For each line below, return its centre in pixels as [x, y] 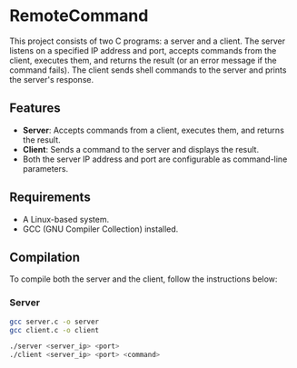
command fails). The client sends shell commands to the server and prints [148, 70]
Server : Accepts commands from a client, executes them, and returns [153, 130]
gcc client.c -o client [54, 330]
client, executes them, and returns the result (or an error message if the [143, 60]
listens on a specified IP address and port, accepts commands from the [143, 50]
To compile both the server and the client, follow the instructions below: [144, 279]
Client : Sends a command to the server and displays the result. [141, 149]
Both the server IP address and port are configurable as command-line [155, 159]
